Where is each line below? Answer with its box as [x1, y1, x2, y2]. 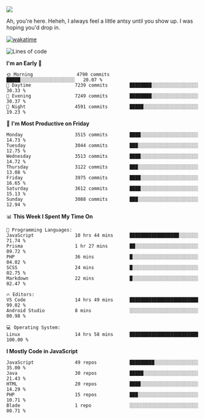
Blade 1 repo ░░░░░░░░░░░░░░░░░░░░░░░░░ [6, 402, 199, 409]
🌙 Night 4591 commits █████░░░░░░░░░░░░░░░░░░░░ [6, 104, 199, 110]
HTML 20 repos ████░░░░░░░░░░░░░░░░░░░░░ [6, 381, 199, 387]
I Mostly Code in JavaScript [6, 348, 78, 354]
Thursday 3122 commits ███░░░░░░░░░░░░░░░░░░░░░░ [6, 164, 199, 170]
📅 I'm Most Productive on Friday [6, 120, 90, 127]
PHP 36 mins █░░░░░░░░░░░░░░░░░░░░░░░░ [6, 254, 199, 260]
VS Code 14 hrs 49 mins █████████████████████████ [6, 297, 199, 303]
